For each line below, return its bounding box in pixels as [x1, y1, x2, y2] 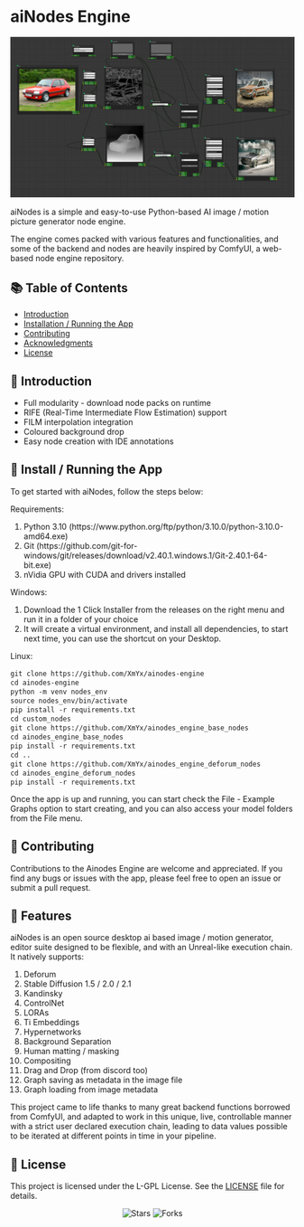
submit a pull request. [10, 882, 91, 892]
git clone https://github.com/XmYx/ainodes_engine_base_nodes [10, 723, 249, 732]
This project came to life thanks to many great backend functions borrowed [10, 1101, 291, 1113]
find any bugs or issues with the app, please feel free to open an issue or [10, 873, 281, 883]
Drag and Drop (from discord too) [23, 1065, 148, 1076]
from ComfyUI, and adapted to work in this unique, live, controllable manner [10, 1111, 292, 1122]
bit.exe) [23, 559, 52, 571]
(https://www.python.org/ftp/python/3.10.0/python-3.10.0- [68, 521, 284, 532]
